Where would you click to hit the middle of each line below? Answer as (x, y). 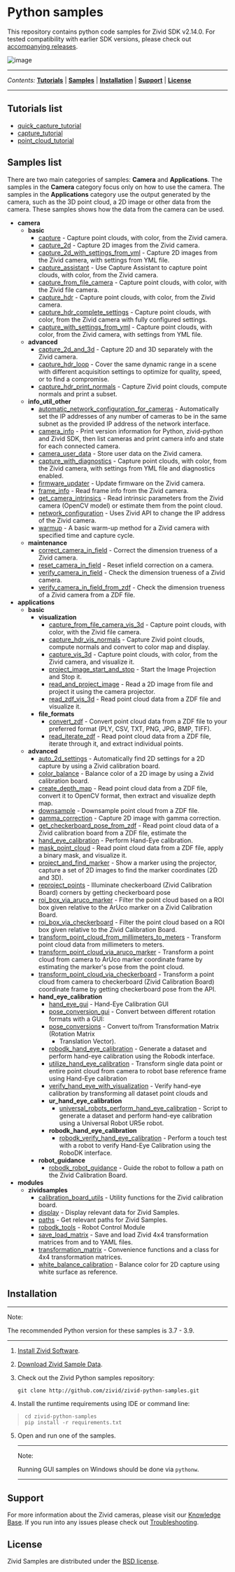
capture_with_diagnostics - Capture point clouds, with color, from (133, 461)
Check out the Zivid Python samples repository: (86, 1378)
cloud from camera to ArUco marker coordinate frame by (120, 959)
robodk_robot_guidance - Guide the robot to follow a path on (136, 1167)
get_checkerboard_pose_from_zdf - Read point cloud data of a (128, 825)
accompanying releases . (43, 46)
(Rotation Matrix (72, 1034)
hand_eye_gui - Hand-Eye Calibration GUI (109, 1004)
